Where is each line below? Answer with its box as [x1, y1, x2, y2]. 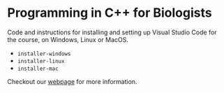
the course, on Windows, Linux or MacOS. [7, 35, 129, 43]
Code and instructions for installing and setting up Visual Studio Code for [7, 28, 218, 36]
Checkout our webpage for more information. [7, 77, 137, 85]
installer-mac [17, 65, 59, 72]
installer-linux [17, 57, 65, 64]
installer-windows [17, 50, 71, 57]
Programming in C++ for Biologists [7, 5, 212, 21]
